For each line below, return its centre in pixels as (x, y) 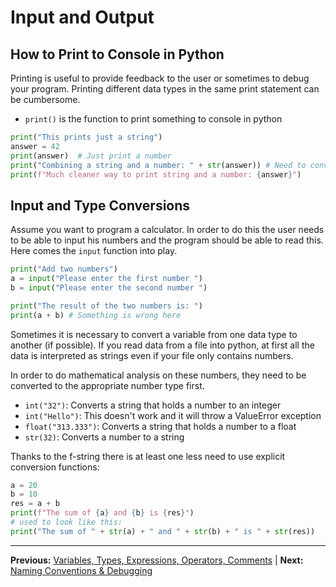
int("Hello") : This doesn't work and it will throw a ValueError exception (173, 415)
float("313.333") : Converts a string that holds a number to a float (160, 426)
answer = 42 (35, 146)
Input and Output (82, 17)
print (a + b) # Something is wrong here (96, 315)
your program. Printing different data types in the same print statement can (165, 89)
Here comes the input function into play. (94, 251)
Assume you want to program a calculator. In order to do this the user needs (167, 230)
